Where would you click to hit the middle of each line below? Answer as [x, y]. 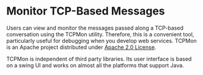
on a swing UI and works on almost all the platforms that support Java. [95, 65]
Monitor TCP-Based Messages [86, 11]
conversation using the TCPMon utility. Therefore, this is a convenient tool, [100, 34]
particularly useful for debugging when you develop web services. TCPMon [102, 41]
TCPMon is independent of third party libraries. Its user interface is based [99, 59]
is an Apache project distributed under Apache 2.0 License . [81, 47]
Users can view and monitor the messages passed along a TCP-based [95, 28]
